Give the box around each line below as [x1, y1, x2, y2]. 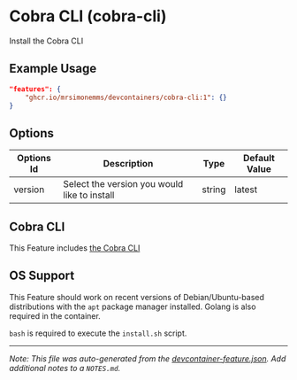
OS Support [9, 268, 75, 283]
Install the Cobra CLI [9, 35, 84, 46]
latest [233, 183, 258, 196]
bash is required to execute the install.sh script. [9, 328, 187, 338]
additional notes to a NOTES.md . [9, 362, 121, 373]
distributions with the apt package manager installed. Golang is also [9, 301, 256, 312]
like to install [63, 189, 115, 201]
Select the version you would [63, 178, 184, 190]
